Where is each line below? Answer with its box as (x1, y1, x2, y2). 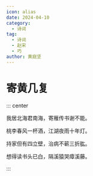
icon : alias (6, 8, 36, 15)
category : (6, 20, 31, 26)
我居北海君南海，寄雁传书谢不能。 (6, 114, 91, 121)
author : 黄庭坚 (6, 54, 41, 60)
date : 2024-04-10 (6, 14, 50, 20)
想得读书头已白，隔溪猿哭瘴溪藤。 (6, 152, 91, 160)
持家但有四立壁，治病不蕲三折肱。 (6, 140, 91, 147)
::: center (6, 102, 29, 109)
